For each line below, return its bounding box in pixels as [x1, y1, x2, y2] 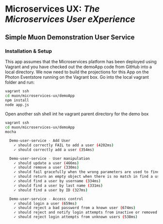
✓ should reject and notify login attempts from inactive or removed [14, 210, 158, 215]
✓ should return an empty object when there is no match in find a [14, 174, 153, 179]
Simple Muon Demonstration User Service [5, 33, 135, 41]
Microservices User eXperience [5, 14, 136, 25]
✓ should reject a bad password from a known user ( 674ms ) [14, 206, 136, 210]
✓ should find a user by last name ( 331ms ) [14, 183, 103, 188]
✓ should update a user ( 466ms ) [14, 160, 79, 166]
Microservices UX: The [5, 3, 100, 15]
